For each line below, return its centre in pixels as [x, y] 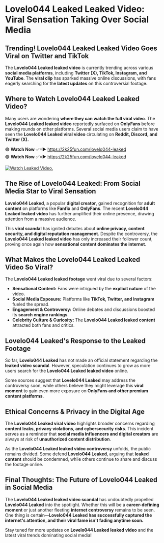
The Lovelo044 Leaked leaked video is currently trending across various [79, 68]
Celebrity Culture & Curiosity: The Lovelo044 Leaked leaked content [84, 320]
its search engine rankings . [40, 315]
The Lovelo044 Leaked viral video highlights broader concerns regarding [80, 424]
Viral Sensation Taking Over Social [77, 19]
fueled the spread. [31, 305]
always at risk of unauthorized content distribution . [58, 439]
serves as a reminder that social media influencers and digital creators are [82, 434]
